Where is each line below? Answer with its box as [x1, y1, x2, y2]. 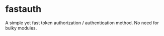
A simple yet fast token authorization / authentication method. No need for [5, 20, 159, 26]
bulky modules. [5, 25, 37, 31]
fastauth [5, 3, 42, 15]
